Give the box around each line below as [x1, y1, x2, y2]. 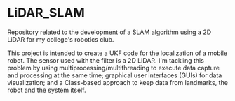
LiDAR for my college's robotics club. [7, 35, 114, 43]
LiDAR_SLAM [7, 5, 86, 21]
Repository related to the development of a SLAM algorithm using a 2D [7, 28, 212, 36]
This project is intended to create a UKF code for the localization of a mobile [7, 49, 228, 57]
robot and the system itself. [7, 86, 86, 94]
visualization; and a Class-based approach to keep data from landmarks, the [7, 78, 228, 86]
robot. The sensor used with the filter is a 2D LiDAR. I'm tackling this [7, 56, 205, 64]
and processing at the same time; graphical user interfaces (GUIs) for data [7, 71, 222, 79]
